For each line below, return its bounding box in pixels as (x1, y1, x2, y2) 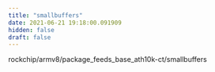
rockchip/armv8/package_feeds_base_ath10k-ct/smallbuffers (8, 55, 207, 64)
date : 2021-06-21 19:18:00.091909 (8, 19, 123, 27)
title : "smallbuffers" (8, 11, 83, 20)
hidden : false (8, 26, 55, 34)
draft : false (8, 33, 51, 41)
